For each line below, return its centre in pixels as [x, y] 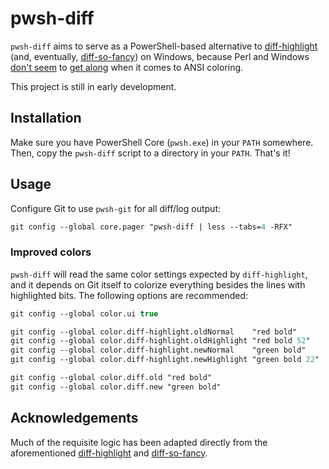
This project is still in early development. [93, 86]
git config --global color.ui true [84, 313]
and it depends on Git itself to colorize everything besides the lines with [158, 284]
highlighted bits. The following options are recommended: [129, 295]
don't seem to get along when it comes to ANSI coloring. [127, 67]
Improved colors [51, 252]
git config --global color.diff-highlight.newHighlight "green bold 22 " [165, 360]
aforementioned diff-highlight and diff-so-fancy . [109, 453]
